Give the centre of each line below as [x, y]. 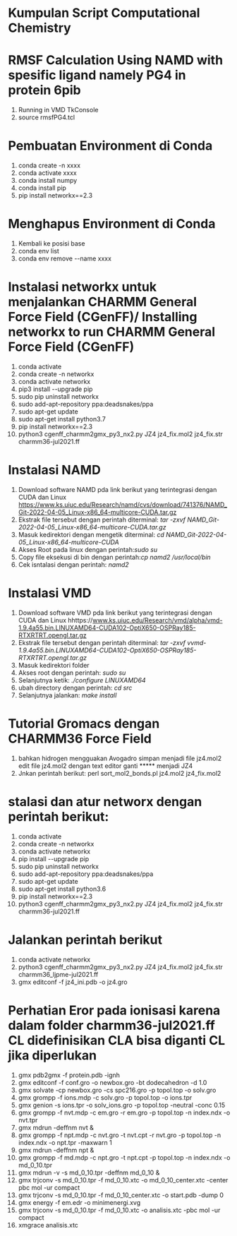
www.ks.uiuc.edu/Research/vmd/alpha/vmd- [157, 620]
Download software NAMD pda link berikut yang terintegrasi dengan [117, 489]
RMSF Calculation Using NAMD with [116, 60]
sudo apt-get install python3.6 [62, 889]
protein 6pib [44, 90]
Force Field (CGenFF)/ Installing [103, 317]
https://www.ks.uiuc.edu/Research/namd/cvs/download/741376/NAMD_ [123, 504]
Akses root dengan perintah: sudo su [72, 673]
